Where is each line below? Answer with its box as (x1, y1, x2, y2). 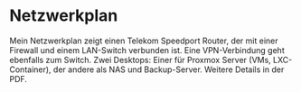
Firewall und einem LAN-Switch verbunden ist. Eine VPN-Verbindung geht (9, 44, 285, 55)
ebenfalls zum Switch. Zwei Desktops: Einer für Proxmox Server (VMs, (9, 54, 271, 65)
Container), (9, 64, 52, 75)
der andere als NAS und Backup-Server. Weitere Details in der (52, 64, 285, 75)
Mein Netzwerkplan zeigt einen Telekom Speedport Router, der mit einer (9, 35, 278, 46)
